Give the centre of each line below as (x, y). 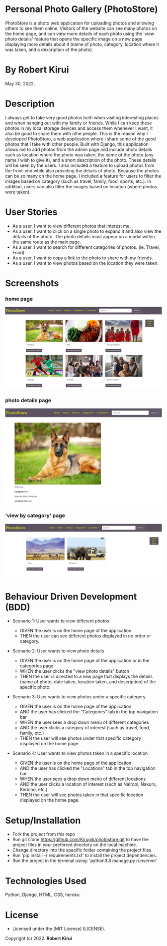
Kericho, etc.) (34, 790)
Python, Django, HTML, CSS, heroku (42, 895)
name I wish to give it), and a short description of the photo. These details (81, 160)
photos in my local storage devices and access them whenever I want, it (79, 128)
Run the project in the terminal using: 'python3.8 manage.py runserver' (85, 861)
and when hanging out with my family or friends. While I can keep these (79, 123)
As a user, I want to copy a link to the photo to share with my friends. (83, 258)
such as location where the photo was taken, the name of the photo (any (80, 155)
